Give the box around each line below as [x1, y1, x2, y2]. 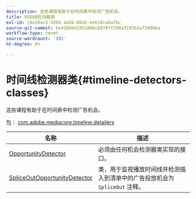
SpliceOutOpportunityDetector [9, 173, 93, 181]
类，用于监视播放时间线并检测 [98, 165, 180, 173]
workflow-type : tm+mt [6, 30, 59, 36]
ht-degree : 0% [6, 42, 41, 47]
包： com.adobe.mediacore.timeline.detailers [6, 118, 115, 126]
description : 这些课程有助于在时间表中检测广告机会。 [6, 8, 123, 15]
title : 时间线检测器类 [6, 14, 55, 20]
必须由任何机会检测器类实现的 [98, 145, 180, 153]
